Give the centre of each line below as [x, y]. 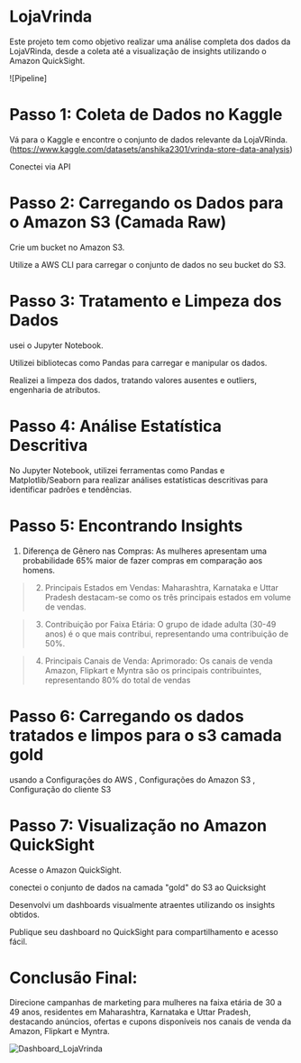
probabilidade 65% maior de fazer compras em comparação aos [142, 560]
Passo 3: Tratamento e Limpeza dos [146, 301]
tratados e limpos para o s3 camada [146, 735]
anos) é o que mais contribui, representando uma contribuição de [167, 634]
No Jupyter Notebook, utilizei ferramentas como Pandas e [117, 470]
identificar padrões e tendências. [71, 490]
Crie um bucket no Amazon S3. [67, 247]
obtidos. [25, 914]
